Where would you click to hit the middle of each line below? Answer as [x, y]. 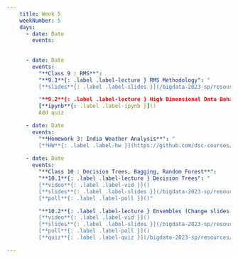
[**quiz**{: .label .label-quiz [86, 237]
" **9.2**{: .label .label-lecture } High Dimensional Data [128, 100]
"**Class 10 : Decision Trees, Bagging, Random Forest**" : [128, 172]
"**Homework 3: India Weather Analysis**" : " [107, 139]
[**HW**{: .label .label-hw [80, 145]
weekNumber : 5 [40, 21]
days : [28, 27]
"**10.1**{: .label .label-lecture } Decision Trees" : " [124, 178]
